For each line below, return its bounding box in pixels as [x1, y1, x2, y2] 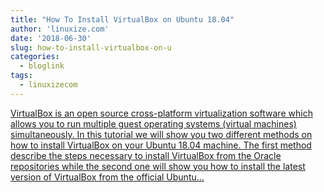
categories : [10, 52, 60, 62]
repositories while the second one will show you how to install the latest [10, 160, 306, 172]
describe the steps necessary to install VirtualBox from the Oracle [10, 149, 282, 161]
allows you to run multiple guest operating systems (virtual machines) [10, 117, 297, 130]
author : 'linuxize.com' [10, 24, 110, 34]
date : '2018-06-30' [10, 33, 92, 43]
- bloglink [19, 61, 65, 71]
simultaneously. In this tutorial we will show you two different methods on [10, 128, 313, 140]
